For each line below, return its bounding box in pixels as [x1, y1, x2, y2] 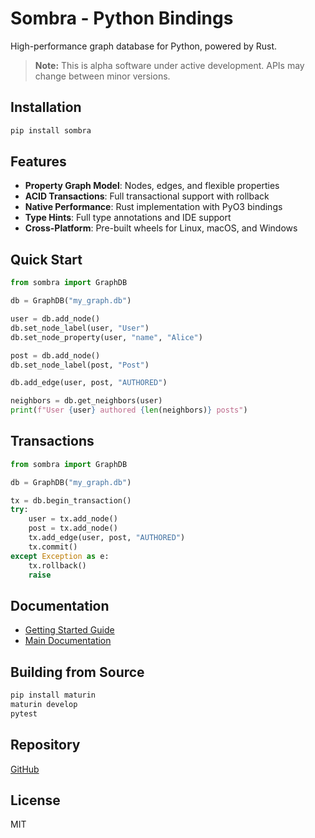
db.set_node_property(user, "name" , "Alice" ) [10, 332, 203, 342]
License [10, 792, 61, 809]
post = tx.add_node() [28, 523, 118, 534]
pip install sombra [10, 125, 92, 136]
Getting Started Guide [24, 624, 115, 636]
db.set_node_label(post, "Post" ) [10, 360, 150, 370]
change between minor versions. [34, 70, 171, 82]
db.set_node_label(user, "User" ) [10, 323, 150, 333]
